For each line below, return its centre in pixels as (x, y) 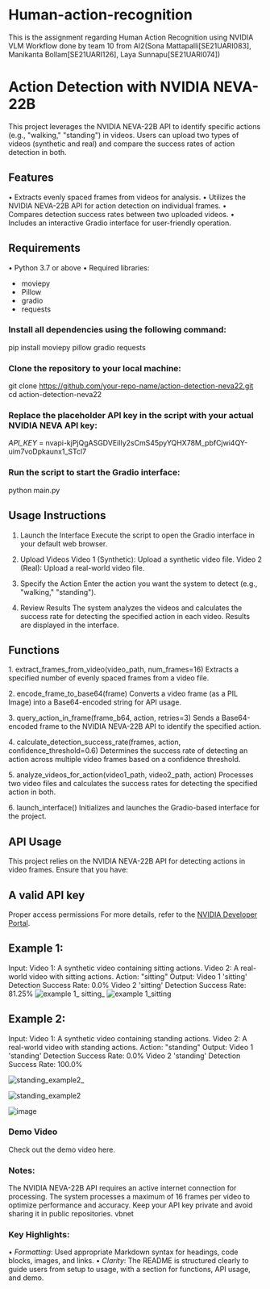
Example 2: (37, 1019)
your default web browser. (64, 543)
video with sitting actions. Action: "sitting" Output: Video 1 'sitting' (138, 976)
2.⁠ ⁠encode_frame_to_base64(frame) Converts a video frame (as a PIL (123, 694)
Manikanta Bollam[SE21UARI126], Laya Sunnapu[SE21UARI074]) (114, 54)
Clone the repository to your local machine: (95, 368)
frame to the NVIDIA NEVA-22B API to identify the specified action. (151, 726)
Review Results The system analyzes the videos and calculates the (131, 608)
